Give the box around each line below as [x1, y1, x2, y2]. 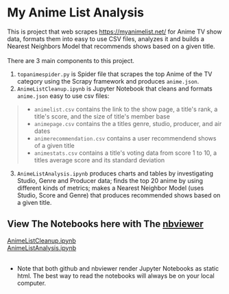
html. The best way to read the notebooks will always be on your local [16, 271, 215, 280]
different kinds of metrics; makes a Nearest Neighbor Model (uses [16, 184, 204, 192]
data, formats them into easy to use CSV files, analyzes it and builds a [7, 34, 204, 42]
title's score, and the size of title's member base [34, 112, 170, 121]
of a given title [34, 141, 75, 149]
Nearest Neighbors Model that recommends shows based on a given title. [7, 42, 215, 50]
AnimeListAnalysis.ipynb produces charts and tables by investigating [16, 169, 214, 177]
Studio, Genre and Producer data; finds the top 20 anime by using [16, 176, 204, 184]
